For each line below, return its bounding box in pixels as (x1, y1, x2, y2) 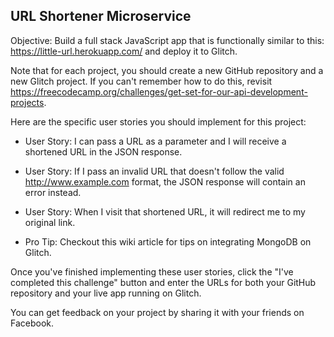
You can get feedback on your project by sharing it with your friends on (10, 306, 305, 318)
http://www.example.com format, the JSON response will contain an (24, 175, 306, 188)
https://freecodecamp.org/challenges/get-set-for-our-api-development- (10, 85, 308, 98)
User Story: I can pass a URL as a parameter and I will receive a (24, 135, 287, 147)
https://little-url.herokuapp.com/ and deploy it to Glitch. (10, 45, 238, 57)
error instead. (24, 186, 82, 198)
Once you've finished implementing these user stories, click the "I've (10, 265, 294, 278)
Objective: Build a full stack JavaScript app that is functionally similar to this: (10, 34, 325, 46)
